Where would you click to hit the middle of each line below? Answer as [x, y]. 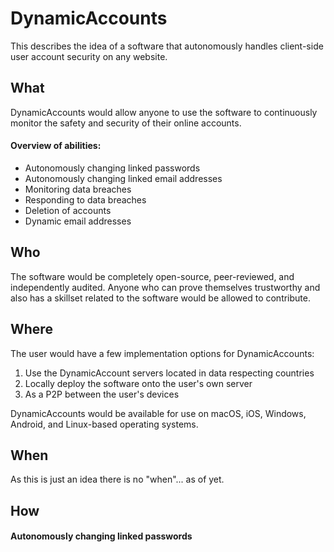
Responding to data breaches [85, 199]
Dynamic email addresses [78, 221]
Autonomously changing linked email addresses [123, 178]
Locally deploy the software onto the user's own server [138, 383]
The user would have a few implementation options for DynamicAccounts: [162, 353]
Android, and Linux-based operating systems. [104, 424]
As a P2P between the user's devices [102, 394]
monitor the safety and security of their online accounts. [126, 123]
